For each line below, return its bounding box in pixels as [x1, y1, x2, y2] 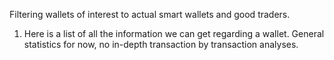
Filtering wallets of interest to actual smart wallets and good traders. [9, 9, 291, 20]
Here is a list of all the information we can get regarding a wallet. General [23, 28, 325, 39]
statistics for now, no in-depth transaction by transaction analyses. [23, 39, 299, 50]
